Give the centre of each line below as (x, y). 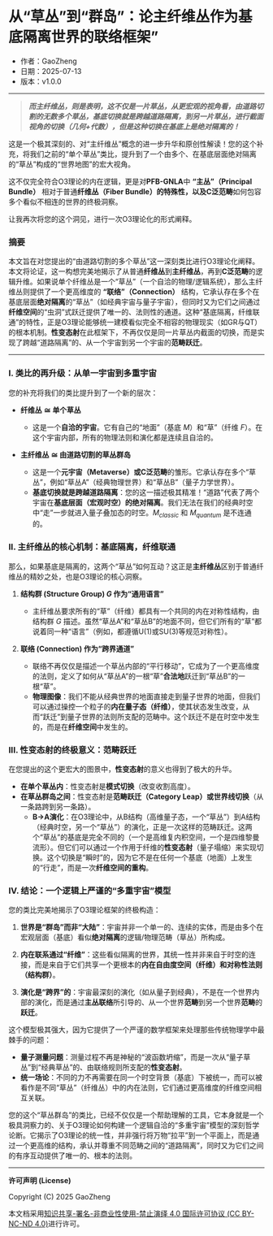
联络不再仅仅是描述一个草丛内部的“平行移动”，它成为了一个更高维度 (146, 666)
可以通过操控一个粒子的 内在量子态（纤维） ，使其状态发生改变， (137, 706)
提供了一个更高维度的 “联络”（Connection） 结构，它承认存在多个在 (145, 292)
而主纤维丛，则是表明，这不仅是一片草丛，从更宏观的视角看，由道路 (142, 106)
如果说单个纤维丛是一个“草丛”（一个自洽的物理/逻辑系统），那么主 (146, 282)
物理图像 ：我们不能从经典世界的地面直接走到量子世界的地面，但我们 (146, 696)
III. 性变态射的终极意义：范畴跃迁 (72, 750)
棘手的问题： (30, 1040)
